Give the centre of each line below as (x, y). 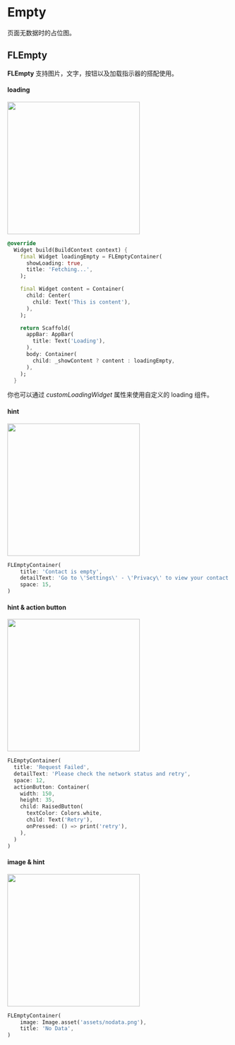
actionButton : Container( (52, 787)
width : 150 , (37, 794)
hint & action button (37, 607)
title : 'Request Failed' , (52, 768)
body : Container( (52, 354)
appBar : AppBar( (50, 335)
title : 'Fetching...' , (59, 270)
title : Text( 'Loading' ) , (69, 341)
